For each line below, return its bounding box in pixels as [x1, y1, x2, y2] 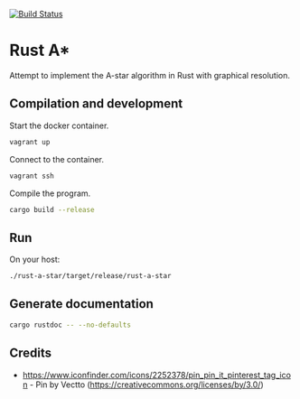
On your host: [9, 254, 61, 265]
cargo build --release [9, 205, 95, 214]
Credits [9, 346, 52, 361]
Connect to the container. [9, 153, 105, 164]
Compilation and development [9, 96, 183, 112]
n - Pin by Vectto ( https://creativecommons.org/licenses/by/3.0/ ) [22, 379, 264, 390]
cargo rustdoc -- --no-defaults [9, 320, 131, 329]
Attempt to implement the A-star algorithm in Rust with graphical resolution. [9, 70, 291, 80]
